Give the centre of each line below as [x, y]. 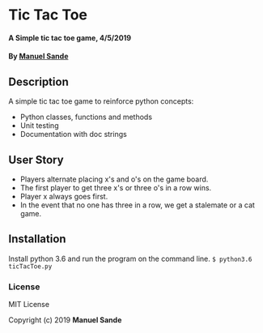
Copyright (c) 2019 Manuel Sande [65, 320]
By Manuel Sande [38, 56]
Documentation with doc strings [73, 134]
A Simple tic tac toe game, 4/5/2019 [70, 37]
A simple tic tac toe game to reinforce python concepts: [101, 101]
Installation [37, 239]
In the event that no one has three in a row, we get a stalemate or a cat [137, 205]
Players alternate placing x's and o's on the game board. [114, 179]
